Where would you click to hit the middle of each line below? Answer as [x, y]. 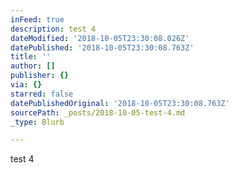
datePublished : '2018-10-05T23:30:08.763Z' [102, 47]
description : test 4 [53, 29]
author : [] [33, 66]
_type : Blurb [37, 122]
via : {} [26, 85]
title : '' [31, 57]
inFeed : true [37, 19]
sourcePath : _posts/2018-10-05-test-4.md [98, 112]
